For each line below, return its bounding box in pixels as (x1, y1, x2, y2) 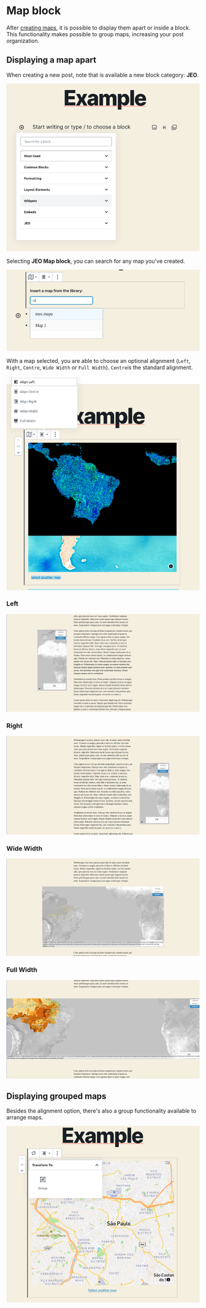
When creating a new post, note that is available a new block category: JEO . (6, 71, 199, 79)
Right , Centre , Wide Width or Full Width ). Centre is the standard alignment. (6, 364, 193, 372)
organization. (6, 37, 40, 44)
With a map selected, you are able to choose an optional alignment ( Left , (6, 357, 191, 365)
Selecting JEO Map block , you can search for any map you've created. (6, 257, 185, 265)
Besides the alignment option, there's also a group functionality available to (6, 1107, 197, 1115)
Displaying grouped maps (6, 1091, 107, 1101)
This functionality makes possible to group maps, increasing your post (6, 30, 184, 37)
